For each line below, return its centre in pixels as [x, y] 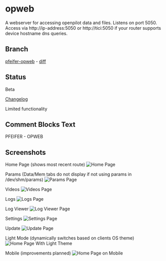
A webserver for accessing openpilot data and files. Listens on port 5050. [81, 23]
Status [16, 77]
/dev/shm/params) [24, 180]
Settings [14, 219]
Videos [13, 190]
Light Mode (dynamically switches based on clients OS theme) [70, 238]
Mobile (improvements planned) [38, 253]
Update [13, 228]
